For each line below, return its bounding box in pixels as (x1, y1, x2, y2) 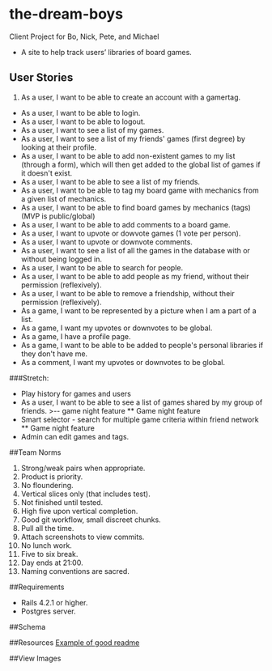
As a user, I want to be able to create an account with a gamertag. (20, 92, 241, 102)
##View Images (9, 653, 62, 663)
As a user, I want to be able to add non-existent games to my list (20, 151, 236, 160)
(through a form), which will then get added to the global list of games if (20, 159, 261, 169)
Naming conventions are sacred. (20, 566, 130, 575)
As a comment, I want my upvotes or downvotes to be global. (20, 357, 226, 367)
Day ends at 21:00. (20, 558, 83, 567)
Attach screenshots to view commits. (20, 532, 145, 541)
